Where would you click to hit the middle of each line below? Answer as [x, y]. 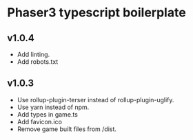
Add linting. [33, 54]
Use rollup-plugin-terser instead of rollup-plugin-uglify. [95, 100]
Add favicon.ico [39, 121]
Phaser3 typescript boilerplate [96, 13]
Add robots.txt [38, 62]
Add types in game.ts [47, 114]
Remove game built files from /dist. [67, 129]
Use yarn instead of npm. [53, 107]
